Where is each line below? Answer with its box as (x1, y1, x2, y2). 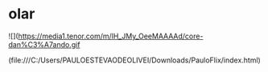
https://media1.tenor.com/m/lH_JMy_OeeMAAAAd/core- (18, 31, 204, 41)
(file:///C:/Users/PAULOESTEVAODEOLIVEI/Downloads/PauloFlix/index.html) (8, 55, 262, 65)
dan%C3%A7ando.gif (8, 39, 80, 49)
